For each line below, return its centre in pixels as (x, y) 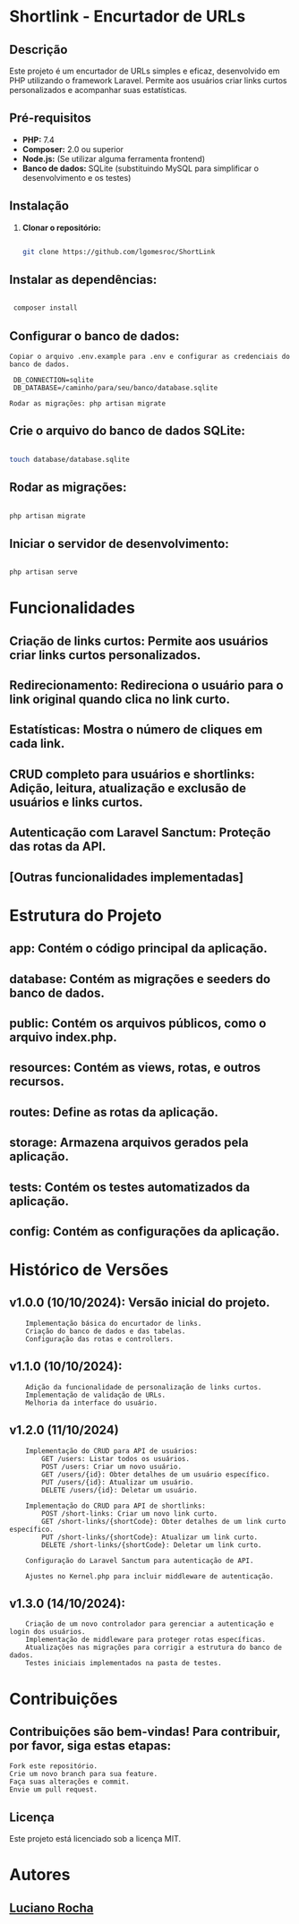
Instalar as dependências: (83, 279)
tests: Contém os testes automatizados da (130, 1187)
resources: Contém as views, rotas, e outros (135, 1068)
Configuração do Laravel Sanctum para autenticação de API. (140, 1561)
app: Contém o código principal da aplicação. (139, 949)
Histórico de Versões (89, 1270)
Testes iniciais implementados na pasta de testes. (124, 1663)
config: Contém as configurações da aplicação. (145, 1231)
